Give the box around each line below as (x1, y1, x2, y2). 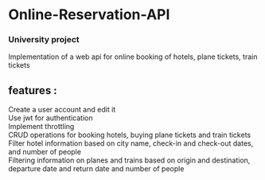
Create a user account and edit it (8, 105, 116, 115)
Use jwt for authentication (8, 113, 93, 123)
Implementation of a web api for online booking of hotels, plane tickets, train (8, 52, 258, 61)
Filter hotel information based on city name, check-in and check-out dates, (8, 139, 254, 148)
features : (8, 84, 57, 97)
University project (8, 34, 80, 45)
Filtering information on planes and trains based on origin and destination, (8, 155, 251, 165)
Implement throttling (8, 122, 75, 131)
